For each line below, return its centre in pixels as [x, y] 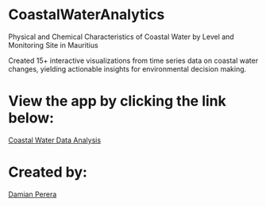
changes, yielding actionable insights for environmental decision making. [127, 68]
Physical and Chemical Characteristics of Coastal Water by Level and [121, 37]
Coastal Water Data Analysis [55, 140]
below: [31, 118]
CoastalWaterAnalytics [87, 15]
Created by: [48, 172]
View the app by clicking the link [117, 101]
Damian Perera [33, 194]
